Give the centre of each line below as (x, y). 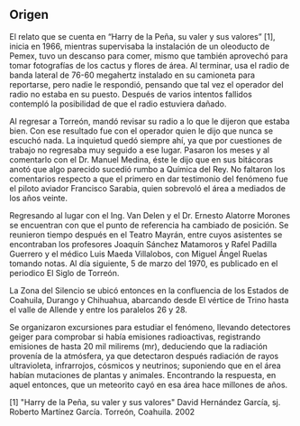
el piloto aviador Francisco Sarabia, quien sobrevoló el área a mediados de (148, 188)
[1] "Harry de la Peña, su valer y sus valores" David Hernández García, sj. (145, 402)
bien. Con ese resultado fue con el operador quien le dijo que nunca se (141, 131)
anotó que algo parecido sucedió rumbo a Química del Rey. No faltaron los (147, 169)
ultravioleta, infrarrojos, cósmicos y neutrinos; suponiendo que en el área (145, 366)
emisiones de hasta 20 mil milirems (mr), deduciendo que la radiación (139, 346)
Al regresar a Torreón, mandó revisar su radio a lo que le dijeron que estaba (150, 121)
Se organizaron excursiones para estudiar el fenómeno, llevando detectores (150, 327)
